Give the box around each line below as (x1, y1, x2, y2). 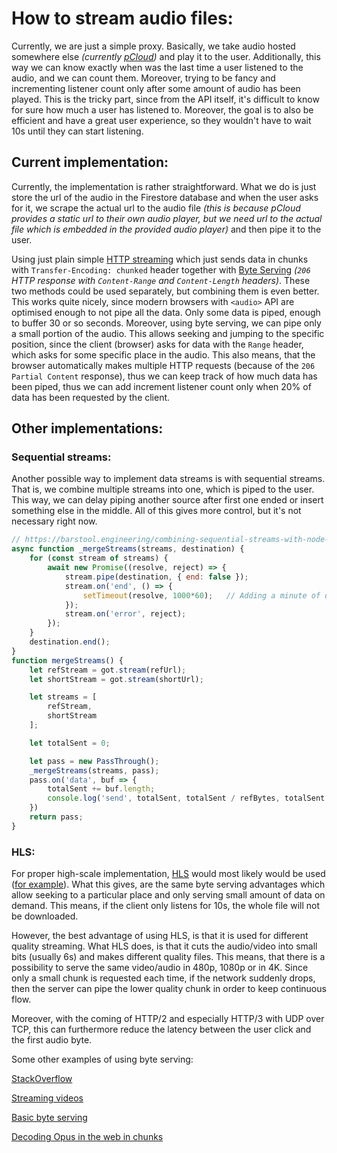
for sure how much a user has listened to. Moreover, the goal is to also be (11, 103, 314, 116)
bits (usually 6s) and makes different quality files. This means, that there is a (11, 951, 326, 963)
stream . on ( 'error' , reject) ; (64, 609, 187, 619)
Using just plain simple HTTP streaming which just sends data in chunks (11, 253, 309, 265)
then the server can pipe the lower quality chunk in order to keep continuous (11, 983, 327, 995)
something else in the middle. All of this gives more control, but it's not (11, 505, 302, 517)
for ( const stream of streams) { (29, 553, 169, 564)
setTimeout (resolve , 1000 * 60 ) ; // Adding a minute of (82, 590, 321, 601)
